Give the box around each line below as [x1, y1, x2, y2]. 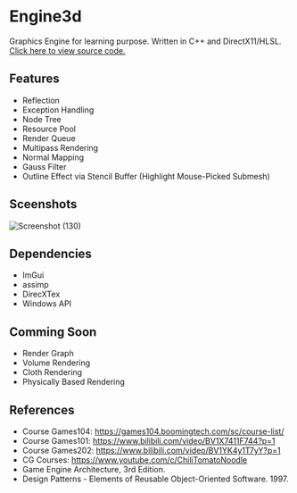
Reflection [21, 95, 61, 105]
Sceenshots [9, 196, 78, 212]
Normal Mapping [21, 152, 85, 163]
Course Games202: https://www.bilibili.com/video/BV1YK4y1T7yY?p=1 [21, 445, 281, 455]
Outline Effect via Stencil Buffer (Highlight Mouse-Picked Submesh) [21, 171, 270, 181]
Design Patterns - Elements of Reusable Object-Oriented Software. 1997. [21, 473, 289, 484]
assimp [21, 280, 49, 290]
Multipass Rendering [21, 142, 99, 153]
